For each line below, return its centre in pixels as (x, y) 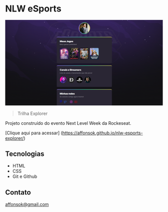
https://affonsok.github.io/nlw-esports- (103, 133)
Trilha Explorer (32, 113)
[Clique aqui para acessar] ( (34, 133)
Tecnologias (25, 154)
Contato (18, 192)
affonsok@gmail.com (27, 204)
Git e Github (25, 176)
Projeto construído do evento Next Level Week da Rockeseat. (68, 123)
